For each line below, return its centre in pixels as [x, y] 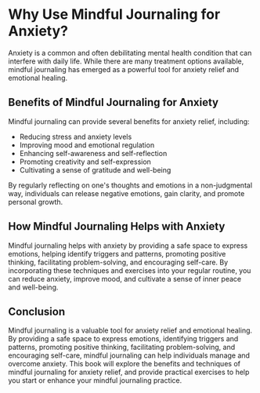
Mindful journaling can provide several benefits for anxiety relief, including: [129, 121]
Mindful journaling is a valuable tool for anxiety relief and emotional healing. [130, 330]
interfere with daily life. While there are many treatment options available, [126, 61]
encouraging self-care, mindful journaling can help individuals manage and [129, 355]
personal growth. [36, 202]
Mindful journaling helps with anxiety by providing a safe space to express [128, 246]
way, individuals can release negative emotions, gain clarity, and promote [126, 193]
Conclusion [37, 311]
